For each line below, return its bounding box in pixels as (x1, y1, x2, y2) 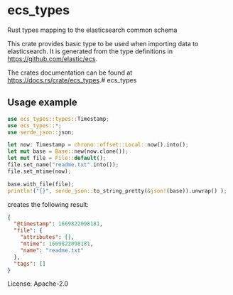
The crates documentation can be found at (7, 68, 133, 77)
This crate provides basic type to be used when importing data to (7, 39, 199, 48)
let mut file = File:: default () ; (7, 155, 107, 162)
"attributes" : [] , (20, 234, 75, 241)
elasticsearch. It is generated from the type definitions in (7, 47, 173, 55)
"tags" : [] (13, 260, 46, 267)
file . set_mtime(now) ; (7, 168, 72, 175)
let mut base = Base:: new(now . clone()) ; (7, 148, 129, 155)
